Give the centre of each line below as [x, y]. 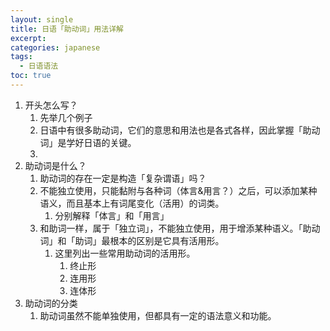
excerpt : [28, 38]
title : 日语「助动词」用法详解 [67, 29]
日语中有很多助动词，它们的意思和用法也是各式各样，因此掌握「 [171, 130]
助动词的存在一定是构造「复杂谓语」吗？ [123, 178]
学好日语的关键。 [101, 142]
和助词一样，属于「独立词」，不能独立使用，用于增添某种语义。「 [171, 228]
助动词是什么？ [55, 165]
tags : [21, 57]
